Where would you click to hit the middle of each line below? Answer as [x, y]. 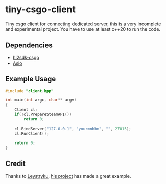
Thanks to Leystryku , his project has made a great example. [68, 176]
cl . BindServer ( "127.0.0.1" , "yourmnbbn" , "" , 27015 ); [73, 129]
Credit [15, 164]
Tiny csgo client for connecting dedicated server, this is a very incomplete [83, 24]
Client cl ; [26, 110]
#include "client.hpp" [29, 91]
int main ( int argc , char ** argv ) [41, 100]
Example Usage [31, 79]
